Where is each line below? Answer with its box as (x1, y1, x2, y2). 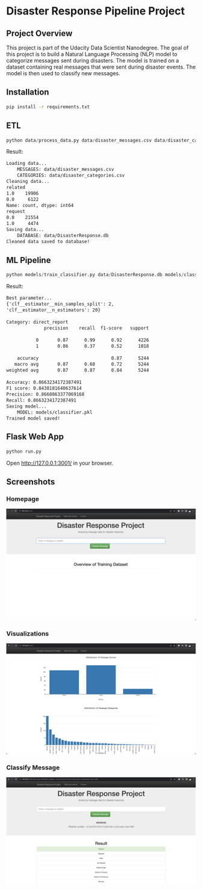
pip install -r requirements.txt (6, 104, 90, 110)
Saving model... (6, 403, 47, 410)
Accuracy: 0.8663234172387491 (6, 379, 82, 386)
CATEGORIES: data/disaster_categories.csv (17, 173, 125, 179)
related (6, 185, 26, 191)
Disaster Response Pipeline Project (6, 4, 185, 18)
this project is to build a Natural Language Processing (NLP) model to (6, 51, 177, 58)
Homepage (6, 495, 39, 503)
